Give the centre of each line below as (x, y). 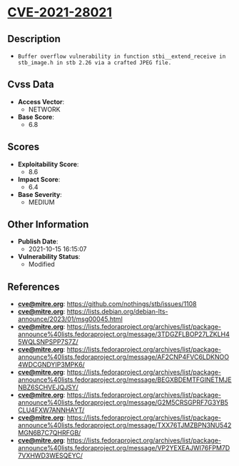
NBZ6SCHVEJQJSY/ (48, 388)
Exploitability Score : (48, 164)
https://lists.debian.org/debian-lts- (117, 312)
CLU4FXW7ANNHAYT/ (51, 410)
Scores (24, 147)
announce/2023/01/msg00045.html (70, 319)
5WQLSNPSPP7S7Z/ (48, 342)
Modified (41, 264)
